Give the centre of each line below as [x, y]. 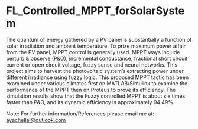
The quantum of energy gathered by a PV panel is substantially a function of [99, 39]
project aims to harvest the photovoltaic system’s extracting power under [95, 71]
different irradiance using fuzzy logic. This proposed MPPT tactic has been [98, 77]
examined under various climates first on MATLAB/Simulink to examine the [97, 83]
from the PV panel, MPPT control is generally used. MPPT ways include [93, 52]
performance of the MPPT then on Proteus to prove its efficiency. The [91, 90]
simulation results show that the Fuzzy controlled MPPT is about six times [96, 96]
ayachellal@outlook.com [36, 120]
